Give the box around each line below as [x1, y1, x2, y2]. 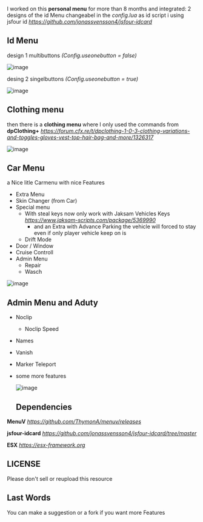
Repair [24, 262, 41, 269]
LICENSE [7, 459, 41, 469]
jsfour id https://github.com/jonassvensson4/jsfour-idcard [7, 18, 152, 25]
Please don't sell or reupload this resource [7, 475, 113, 482]
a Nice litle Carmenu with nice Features [7, 179, 105, 186]
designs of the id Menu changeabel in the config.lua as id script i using [7, 12, 184, 19]
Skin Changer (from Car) [15, 197, 78, 205]
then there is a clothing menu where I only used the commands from [7, 121, 179, 128]
